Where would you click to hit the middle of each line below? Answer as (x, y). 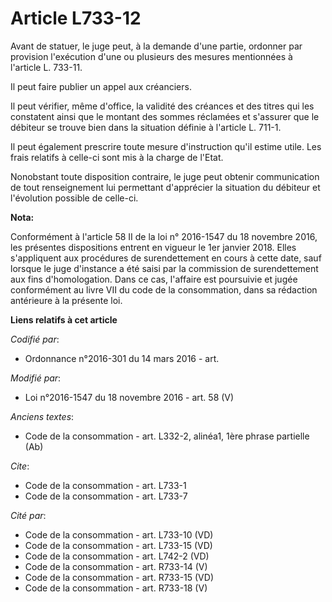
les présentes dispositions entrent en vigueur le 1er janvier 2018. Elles (153, 247)
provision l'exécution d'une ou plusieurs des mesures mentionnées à (151, 56)
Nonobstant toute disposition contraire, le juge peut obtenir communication (165, 176)
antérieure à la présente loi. (66, 300)
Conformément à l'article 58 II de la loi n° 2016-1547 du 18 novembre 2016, (164, 236)
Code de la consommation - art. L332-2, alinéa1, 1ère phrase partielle (167, 436)
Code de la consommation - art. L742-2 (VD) (117, 556)
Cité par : (28, 515)
